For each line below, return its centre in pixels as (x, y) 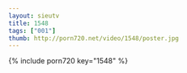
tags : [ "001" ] (32, 30)
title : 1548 (28, 23)
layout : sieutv (34, 16)
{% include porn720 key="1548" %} (68, 61)
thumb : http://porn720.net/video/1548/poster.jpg (94, 38)
